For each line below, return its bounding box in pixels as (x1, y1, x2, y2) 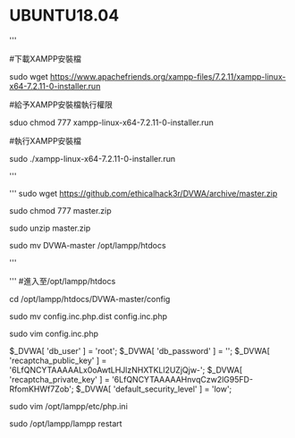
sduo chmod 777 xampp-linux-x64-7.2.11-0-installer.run (9, 117, 215, 128)
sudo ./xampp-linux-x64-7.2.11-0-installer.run (9, 153, 176, 164)
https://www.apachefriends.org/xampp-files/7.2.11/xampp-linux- (50, 71, 286, 81)
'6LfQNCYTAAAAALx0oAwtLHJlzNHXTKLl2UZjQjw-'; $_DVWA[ (9, 364, 243, 375)
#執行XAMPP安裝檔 (9, 135, 82, 146)
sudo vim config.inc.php (9, 328, 99, 339)
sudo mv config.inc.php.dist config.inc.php (9, 310, 168, 322)
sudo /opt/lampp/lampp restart (9, 417, 122, 429)
